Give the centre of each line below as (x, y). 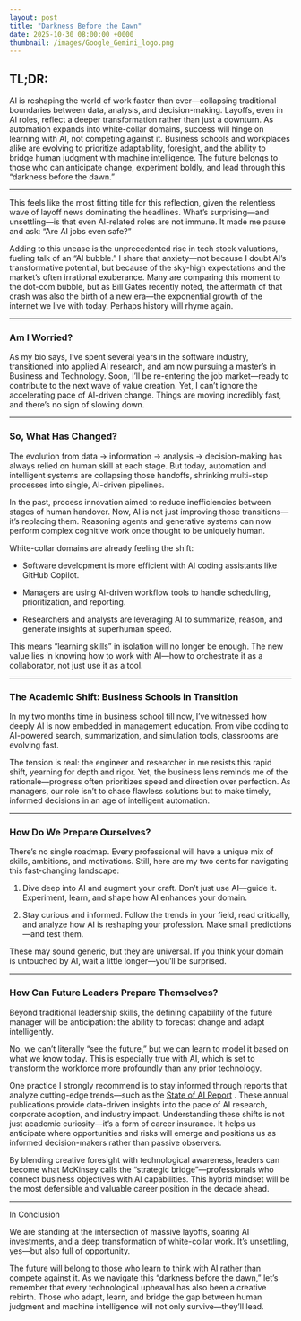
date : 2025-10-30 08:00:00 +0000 (72, 34)
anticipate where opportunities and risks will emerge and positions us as (142, 1133)
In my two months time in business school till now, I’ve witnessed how (138, 716)
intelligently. (31, 1031)
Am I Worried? (41, 337)
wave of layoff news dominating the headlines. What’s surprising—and (139, 213)
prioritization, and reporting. (74, 601)
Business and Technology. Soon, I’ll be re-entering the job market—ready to (149, 376)
